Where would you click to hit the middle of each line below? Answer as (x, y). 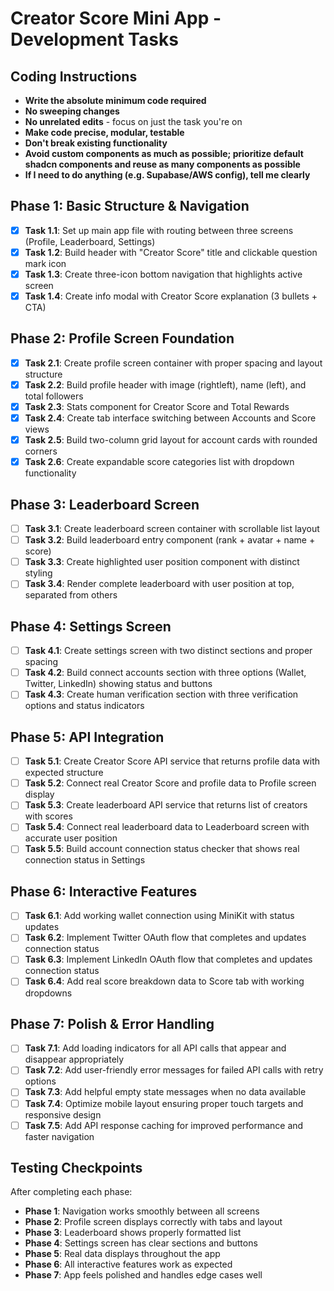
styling (38, 573)
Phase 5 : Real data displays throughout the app (122, 1254)
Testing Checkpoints (76, 1168)
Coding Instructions (74, 76)
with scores (48, 816)
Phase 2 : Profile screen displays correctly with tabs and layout (153, 1222)
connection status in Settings (85, 860)
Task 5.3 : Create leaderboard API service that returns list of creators (166, 805)
